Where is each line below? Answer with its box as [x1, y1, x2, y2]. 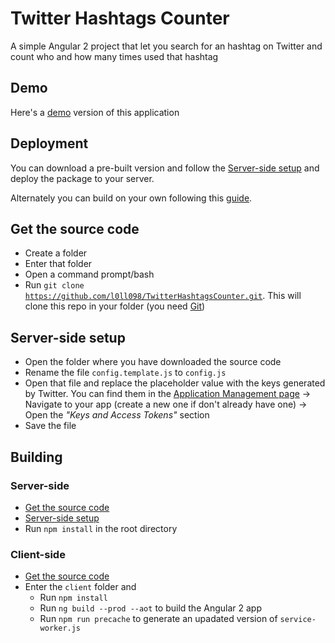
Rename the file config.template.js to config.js [24, 367, 227, 379]
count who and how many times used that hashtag [10, 50, 219, 62]
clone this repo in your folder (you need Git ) [24, 300, 206, 312]
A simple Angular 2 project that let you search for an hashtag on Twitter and [10, 40, 323, 52]
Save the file [24, 420, 77, 432]
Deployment [10, 135, 89, 152]
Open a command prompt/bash [24, 268, 155, 281]
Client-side [10, 547, 66, 561]
